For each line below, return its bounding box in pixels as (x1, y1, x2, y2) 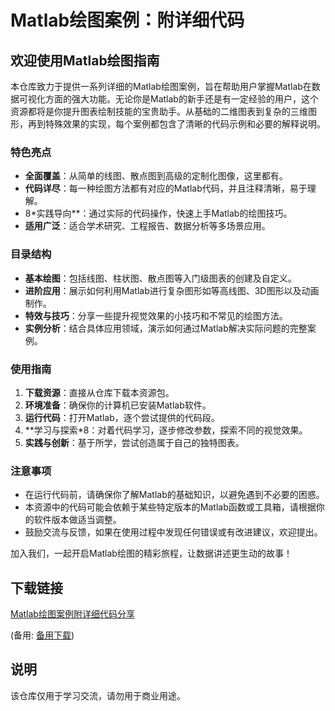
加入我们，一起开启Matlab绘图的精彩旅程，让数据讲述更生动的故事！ (10, 547, 293, 560)
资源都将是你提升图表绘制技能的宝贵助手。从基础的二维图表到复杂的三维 (10, 106, 308, 117)
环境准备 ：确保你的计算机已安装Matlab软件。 (24, 399, 212, 411)
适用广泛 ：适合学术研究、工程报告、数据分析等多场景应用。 (24, 220, 271, 232)
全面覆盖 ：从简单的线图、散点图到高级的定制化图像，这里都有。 (24, 170, 288, 182)
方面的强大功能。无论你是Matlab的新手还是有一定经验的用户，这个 (44, 93, 319, 105)
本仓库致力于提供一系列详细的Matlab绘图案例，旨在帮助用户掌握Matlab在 (10, 81, 312, 92)
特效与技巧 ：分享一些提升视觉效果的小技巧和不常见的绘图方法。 (24, 309, 288, 321)
